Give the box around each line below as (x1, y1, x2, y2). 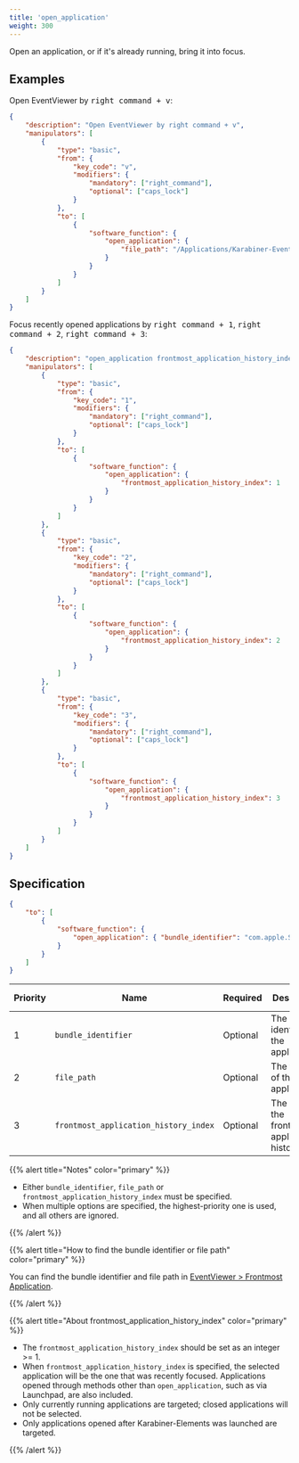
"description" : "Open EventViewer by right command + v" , (25, 121, 245, 130)
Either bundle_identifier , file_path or (21, 1182, 165, 1193)
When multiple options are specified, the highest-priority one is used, (21, 1201, 278, 1212)
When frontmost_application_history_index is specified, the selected (21, 1361, 280, 1372)
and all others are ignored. (21, 1210, 119, 1221)
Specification (9, 875, 85, 892)
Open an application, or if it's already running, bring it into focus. (9, 45, 246, 56)
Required (222, 991, 263, 1004)
